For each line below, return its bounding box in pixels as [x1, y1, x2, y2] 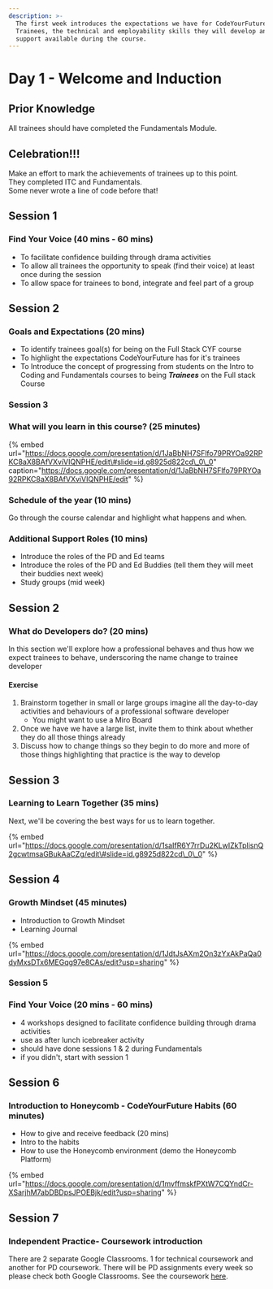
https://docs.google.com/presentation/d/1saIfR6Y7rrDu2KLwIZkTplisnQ [24, 840, 264, 850]
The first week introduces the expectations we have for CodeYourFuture [15, 20, 267, 28]
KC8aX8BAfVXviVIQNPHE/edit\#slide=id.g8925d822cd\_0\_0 [8, 457, 214, 467]
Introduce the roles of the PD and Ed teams [19, 552, 165, 562]
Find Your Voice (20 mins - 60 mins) [8, 999, 154, 1010]
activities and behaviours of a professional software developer [19, 706, 230, 716]
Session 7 [8, 1211, 59, 1225]
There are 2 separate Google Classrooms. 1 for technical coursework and [8, 1254, 253, 1264]
